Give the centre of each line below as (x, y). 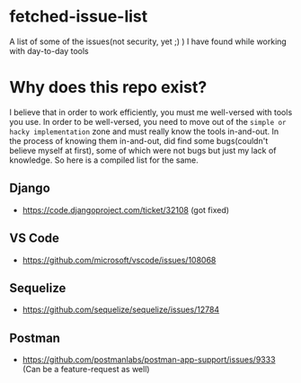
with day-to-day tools (49, 50)
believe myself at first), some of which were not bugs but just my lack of (143, 150)
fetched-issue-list (79, 17)
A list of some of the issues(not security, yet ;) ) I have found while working (148, 41)
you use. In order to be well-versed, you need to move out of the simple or (148, 121)
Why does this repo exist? (108, 88)
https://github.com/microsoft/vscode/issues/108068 (119, 260)
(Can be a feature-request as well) (86, 370)
